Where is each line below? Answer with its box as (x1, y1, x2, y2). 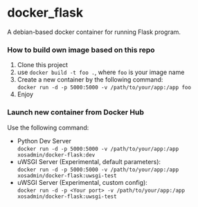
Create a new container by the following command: (17, 75, 163, 84)
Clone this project (17, 61, 68, 69)
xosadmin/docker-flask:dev (17, 151, 96, 159)
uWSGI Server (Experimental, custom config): (17, 178, 147, 186)
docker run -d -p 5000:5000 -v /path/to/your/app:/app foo (17, 84, 192, 91)
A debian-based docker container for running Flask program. (7, 28, 181, 36)
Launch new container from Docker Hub (7, 107, 144, 117)
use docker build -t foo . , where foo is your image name (17, 68, 185, 77)
